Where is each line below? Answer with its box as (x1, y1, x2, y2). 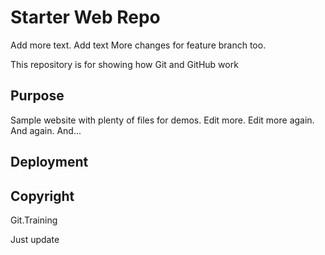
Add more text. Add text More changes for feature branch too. (10, 39, 267, 51)
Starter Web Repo (10, 6, 161, 29)
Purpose (10, 87, 65, 105)
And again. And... (10, 124, 82, 136)
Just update (10, 233, 60, 245)
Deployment (10, 154, 89, 171)
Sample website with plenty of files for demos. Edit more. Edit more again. (10, 114, 315, 126)
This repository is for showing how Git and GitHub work (10, 58, 239, 70)
